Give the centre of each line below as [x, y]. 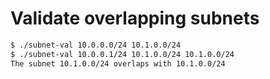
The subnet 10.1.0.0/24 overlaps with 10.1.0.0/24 [118, 63]
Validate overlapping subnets [135, 18]
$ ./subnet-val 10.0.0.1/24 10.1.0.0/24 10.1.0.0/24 [122, 54]
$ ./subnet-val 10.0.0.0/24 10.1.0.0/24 [96, 45]
